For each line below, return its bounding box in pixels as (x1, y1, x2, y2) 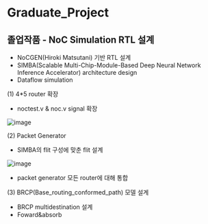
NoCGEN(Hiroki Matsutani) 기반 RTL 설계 (16, 54, 131, 61)
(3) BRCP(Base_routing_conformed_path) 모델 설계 (7, 188, 149, 197)
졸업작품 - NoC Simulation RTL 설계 (7, 34, 155, 45)
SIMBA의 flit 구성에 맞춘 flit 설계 (16, 146, 103, 154)
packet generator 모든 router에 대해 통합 (16, 174, 129, 181)
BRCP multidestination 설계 (16, 203, 93, 211)
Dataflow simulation (16, 76, 73, 84)
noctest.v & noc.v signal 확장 (16, 104, 98, 113)
